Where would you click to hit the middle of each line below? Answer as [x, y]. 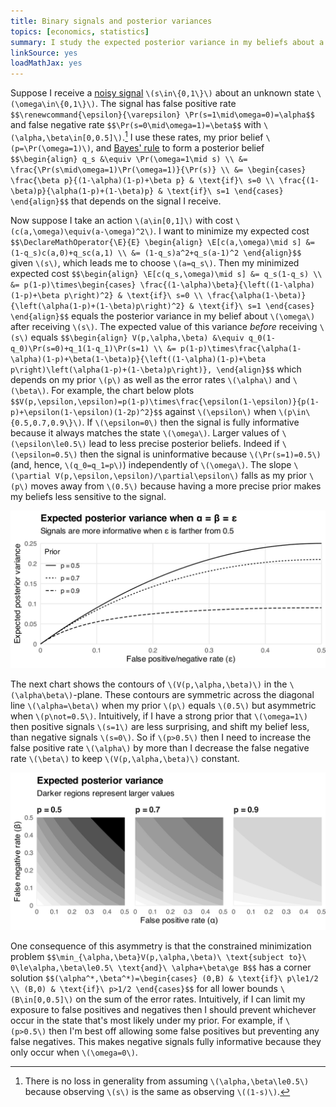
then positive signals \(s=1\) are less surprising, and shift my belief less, [160, 726]
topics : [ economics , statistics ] [80, 31]
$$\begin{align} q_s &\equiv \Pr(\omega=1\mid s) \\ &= [129, 159]
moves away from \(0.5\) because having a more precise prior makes [176, 486]
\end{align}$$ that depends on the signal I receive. [116, 201]
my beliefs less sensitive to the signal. [88, 496]
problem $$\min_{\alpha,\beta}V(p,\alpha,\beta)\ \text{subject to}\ [158, 956]
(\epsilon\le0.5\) [48, 444]
